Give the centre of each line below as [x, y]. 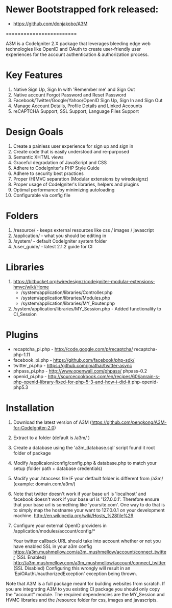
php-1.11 [21, 355]
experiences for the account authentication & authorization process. [77, 54]
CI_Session [25, 314]
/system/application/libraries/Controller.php [67, 292]
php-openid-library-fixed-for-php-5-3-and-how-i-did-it [72, 382]
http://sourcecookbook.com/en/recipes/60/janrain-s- [104, 376]
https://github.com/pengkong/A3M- [129, 422]
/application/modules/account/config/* [54, 531]
